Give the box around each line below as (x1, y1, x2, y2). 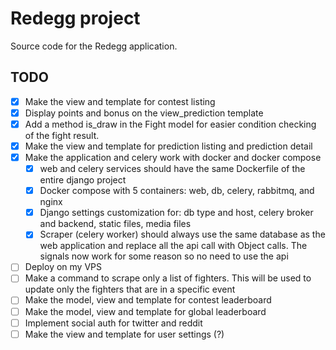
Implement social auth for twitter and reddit (24, 317, 203, 329)
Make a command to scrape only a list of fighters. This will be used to (24, 272, 312, 284)
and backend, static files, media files (39, 218, 192, 230)
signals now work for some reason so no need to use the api (39, 250, 289, 262)
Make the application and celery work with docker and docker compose (24, 152, 322, 163)
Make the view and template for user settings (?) (24, 328, 225, 340)
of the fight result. (24, 129, 100, 141)
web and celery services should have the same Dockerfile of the (39, 163, 306, 175)
